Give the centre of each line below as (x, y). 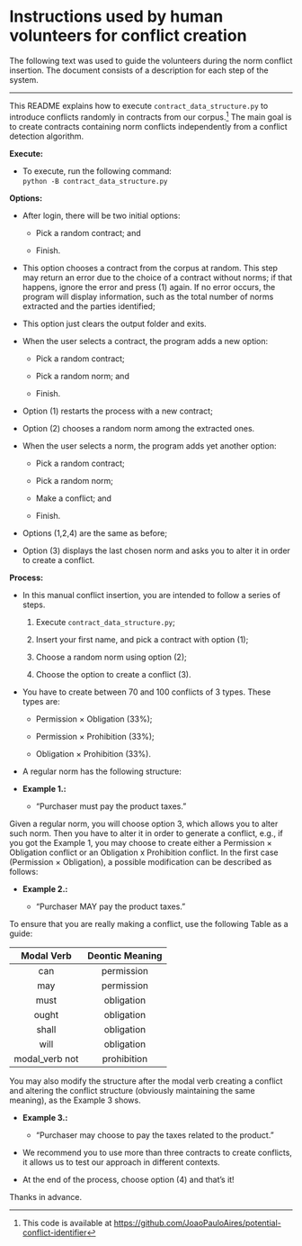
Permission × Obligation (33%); (94, 719)
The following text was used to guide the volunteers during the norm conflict (151, 60)
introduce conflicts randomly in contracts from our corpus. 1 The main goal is (151, 116)
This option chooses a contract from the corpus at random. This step (150, 268)
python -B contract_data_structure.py (95, 181)
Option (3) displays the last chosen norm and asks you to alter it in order (156, 550)
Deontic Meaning (124, 955)
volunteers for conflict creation (128, 36)
